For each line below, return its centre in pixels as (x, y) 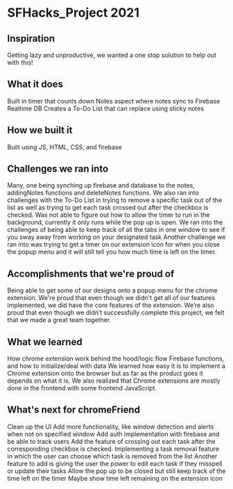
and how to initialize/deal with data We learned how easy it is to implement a (116, 366)
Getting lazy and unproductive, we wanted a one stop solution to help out (112, 55)
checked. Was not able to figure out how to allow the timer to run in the (109, 215)
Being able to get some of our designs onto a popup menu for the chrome (112, 290)
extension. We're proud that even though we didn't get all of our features (111, 298)
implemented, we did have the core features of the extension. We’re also (111, 305)
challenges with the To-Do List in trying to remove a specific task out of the (115, 200)
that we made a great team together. (59, 320)
